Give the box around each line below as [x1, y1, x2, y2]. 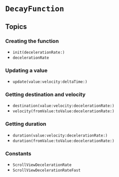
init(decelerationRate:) [12, 50, 65, 55]
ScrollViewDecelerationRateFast [12, 168, 81, 173]
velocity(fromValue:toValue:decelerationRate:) [12, 109, 114, 114]
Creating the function [5, 37, 59, 45]
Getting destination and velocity [5, 91, 86, 98]
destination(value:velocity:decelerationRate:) [12, 103, 114, 109]
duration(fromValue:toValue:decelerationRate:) [12, 138, 114, 143]
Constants [5, 150, 32, 157]
